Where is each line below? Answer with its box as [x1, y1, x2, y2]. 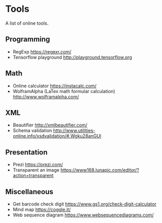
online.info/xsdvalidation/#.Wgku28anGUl [12, 133, 101, 139]
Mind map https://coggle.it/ [12, 207, 71, 212]
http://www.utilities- [53, 127, 96, 134]
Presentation [5, 147, 48, 157]
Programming [5, 35, 50, 44]
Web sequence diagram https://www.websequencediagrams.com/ [12, 212, 154, 218]
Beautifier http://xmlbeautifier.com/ [12, 122, 87, 128]
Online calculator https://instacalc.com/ [12, 83, 97, 89]
